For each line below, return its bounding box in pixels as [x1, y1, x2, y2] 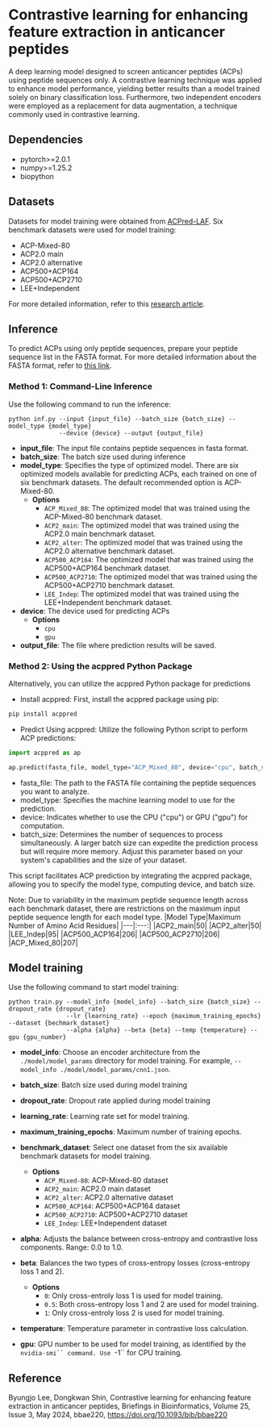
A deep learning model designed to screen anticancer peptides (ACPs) [8, 66, 244, 76]
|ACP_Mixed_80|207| [8, 937, 78, 947]
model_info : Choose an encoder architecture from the [19, 1047, 201, 1058]
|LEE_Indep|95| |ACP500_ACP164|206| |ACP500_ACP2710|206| [8, 929, 220, 939]
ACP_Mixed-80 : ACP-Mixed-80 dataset [44, 1175, 169, 1185]
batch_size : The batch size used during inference [19, 452, 186, 461]
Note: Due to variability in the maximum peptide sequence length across [8, 895, 248, 904]
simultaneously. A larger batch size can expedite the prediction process [19, 837, 259, 848]
